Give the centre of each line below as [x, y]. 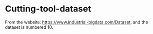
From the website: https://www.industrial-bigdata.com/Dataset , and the [77, 22]
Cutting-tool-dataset [48, 9]
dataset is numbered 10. [29, 27]
